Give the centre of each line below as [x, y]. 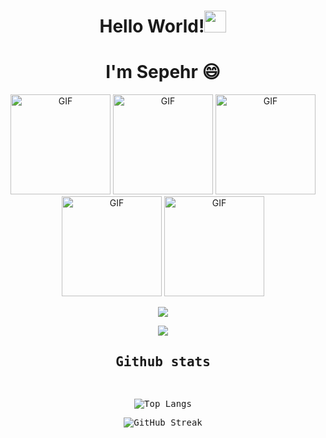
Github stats [163, 361]
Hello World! [152, 26]
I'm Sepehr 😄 [163, 72]
